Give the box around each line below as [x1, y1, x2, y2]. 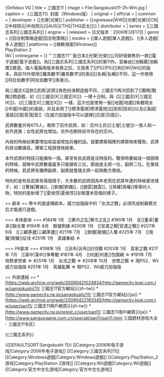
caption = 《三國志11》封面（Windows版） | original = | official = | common [5, 11, 156, 17]
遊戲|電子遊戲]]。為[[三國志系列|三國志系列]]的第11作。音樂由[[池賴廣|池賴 [9, 59, 158, 64]
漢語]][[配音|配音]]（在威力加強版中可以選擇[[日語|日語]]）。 [5, 112, 124, 118]
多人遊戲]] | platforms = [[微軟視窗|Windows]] [5, 42, 97, 47]
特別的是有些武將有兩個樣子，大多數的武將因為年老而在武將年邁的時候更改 [5, 178, 155, 184]
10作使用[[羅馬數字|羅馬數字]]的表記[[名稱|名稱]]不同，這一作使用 [21, 71, 153, 77]
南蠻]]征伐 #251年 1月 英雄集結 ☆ [10, 235, 81, 241]
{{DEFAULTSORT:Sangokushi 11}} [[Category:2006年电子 [5, 342, 120, 348]
